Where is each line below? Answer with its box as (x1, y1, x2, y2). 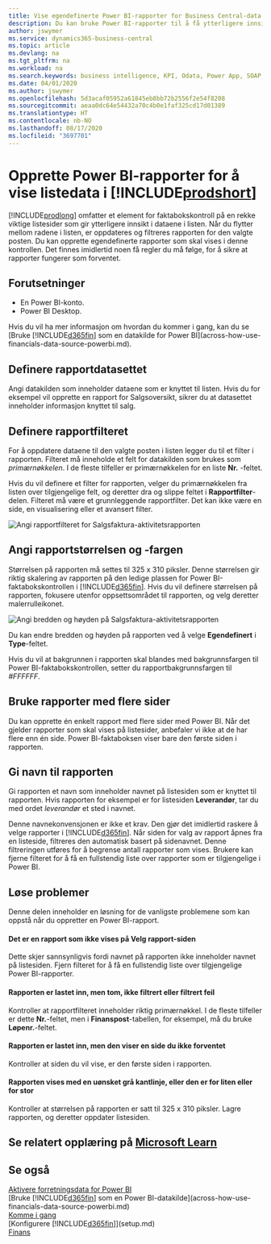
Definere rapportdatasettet (8, 362, 148, 376)
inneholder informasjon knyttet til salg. (8, 401, 136, 411)
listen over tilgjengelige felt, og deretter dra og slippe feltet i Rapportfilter (8, 487, 252, 497)
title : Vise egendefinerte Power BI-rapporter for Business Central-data (8, 11, 262, 20)
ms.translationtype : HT (8, 110, 89, 118)
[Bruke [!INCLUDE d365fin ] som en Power (8, 1193, 146, 1203)
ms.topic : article (8, 42, 70, 50)
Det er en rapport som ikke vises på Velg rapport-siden (8, 934, 196, 943)
